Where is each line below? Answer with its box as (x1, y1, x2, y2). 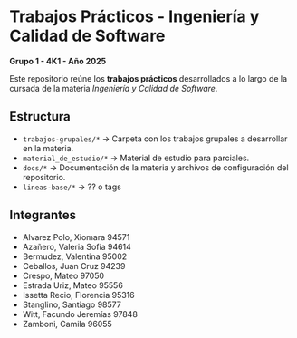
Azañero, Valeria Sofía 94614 (22, 241, 131, 252)
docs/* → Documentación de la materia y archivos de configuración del (22, 161, 289, 173)
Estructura (9, 109, 71, 124)
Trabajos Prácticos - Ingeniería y (9, 6, 260, 27)
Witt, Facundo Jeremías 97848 (22, 308, 139, 319)
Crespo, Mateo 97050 (22, 270, 105, 281)
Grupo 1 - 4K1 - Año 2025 (9, 55, 107, 66)
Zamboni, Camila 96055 (22, 318, 113, 329)
